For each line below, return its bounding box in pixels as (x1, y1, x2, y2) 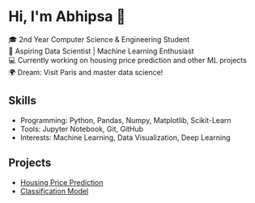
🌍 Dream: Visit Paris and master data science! (8, 67, 164, 77)
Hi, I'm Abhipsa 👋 (8, 7, 126, 26)
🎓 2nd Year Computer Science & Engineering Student (8, 34, 190, 44)
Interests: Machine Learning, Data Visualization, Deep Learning (19, 133, 231, 142)
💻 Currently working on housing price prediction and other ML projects (8, 55, 247, 65)
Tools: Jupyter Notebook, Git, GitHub (19, 124, 144, 133)
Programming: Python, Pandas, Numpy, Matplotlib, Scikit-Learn (19, 115, 232, 125)
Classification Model (19, 186, 89, 196)
